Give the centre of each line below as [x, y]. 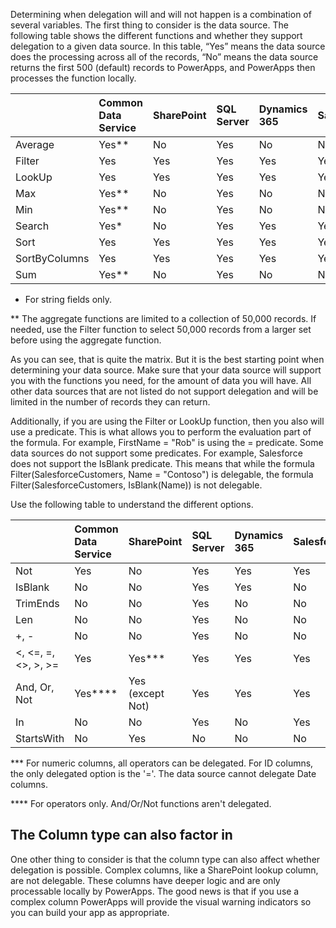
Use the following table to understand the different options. [132, 504]
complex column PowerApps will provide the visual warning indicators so [161, 901]
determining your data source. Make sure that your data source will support [166, 370]
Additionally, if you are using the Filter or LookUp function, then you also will [167, 421]
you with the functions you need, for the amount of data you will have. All [161, 380]
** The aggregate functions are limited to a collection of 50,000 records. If [163, 318]
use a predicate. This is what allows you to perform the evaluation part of [161, 432]
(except [146, 693]
